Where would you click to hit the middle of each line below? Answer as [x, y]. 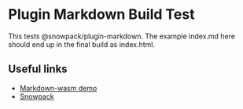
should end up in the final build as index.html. [82, 44]
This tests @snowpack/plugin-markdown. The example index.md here [122, 36]
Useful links [38, 69]
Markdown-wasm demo [58, 88]
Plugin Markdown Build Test [101, 15]
